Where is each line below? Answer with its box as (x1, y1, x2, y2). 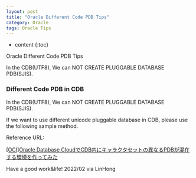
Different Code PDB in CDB (6, 85, 84, 93)
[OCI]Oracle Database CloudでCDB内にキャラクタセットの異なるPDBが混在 (6, 146, 190, 153)
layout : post (6, 8, 38, 15)
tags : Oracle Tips (6, 25, 51, 31)
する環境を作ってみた (6, 153, 58, 160)
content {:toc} (14, 41, 49, 48)
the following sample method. (6, 122, 79, 130)
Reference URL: (6, 134, 44, 141)
